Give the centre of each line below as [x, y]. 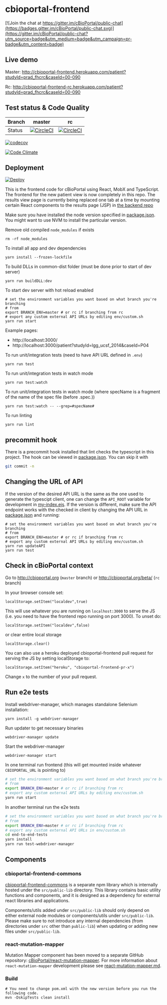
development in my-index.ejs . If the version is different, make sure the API [81, 504]
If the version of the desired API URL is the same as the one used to [74, 494]
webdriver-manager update [32, 737]
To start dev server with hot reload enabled [49, 290]
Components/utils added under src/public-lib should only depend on [77, 910]
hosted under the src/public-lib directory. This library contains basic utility [83, 890]
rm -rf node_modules [27, 239]
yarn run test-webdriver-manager [40, 844]
